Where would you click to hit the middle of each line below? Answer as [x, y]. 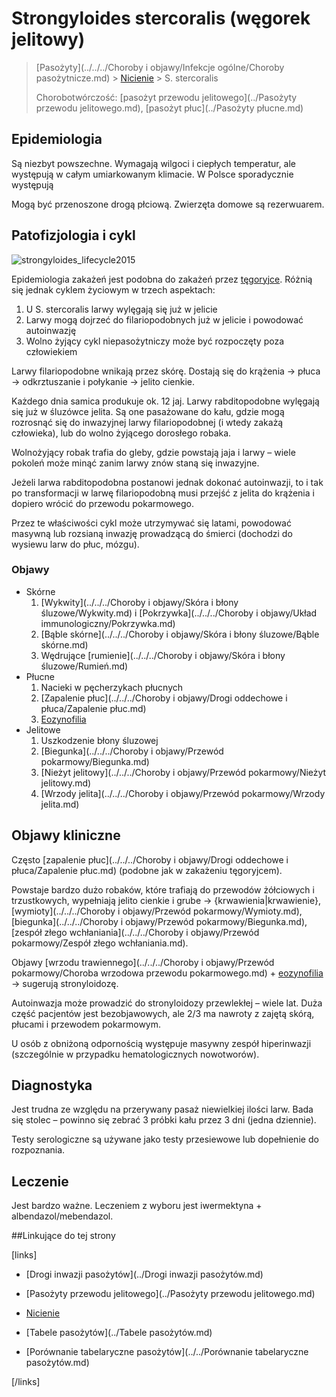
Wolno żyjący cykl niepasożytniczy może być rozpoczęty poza [155, 341]
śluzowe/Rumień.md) [84, 666]
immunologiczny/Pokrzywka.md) [108, 623]
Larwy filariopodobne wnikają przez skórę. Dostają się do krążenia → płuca [166, 371]
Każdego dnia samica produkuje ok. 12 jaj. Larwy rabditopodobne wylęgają [165, 401]
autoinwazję [51, 330]
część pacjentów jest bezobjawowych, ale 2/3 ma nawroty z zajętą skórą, [163, 1013]
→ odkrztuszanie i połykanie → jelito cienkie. [103, 381]
